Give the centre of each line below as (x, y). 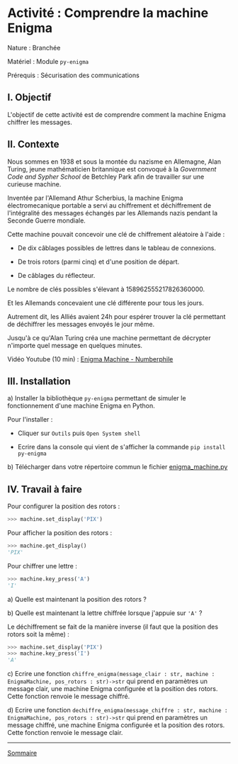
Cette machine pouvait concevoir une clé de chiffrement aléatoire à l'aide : (116, 234)
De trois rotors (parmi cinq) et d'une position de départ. (98, 262)
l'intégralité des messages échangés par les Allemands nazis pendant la (113, 213)
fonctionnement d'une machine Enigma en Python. (81, 406)
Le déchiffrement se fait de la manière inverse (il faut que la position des (113, 627)
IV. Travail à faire (45, 489)
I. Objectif (29, 97)
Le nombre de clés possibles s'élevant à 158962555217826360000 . (106, 289)
